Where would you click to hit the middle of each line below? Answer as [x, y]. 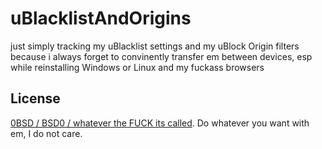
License [35, 98]
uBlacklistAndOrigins [101, 18]
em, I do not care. [46, 133]
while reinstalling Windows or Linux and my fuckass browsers [137, 67]
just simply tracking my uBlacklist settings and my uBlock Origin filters [155, 46]
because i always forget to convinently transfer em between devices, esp [161, 56]
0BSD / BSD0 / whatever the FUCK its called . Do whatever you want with [160, 123]
